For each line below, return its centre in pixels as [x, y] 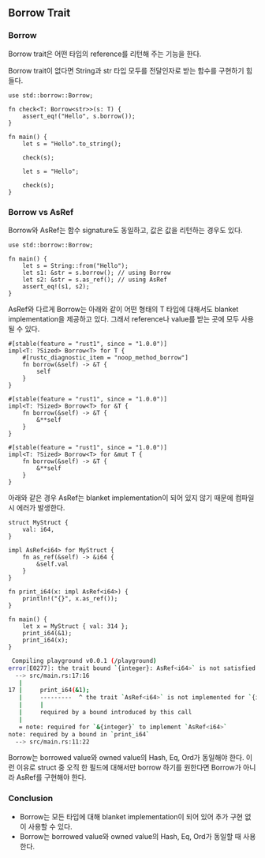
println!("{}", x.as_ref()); [70, 598]
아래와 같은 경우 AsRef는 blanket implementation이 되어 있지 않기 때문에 [121, 498]
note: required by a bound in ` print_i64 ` [79, 734]
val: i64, [39, 529]
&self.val [52, 564]
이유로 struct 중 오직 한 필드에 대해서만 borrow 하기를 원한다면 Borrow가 [129, 768]
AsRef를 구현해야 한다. [51, 777]
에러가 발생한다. [41, 507]
